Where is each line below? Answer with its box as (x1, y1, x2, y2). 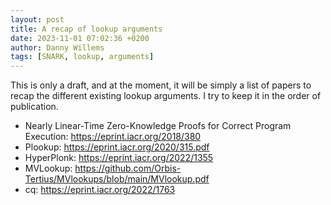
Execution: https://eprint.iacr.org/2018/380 (24, 131, 202, 143)
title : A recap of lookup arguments (10, 24, 163, 34)
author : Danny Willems (10, 42, 105, 53)
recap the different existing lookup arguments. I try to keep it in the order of (10, 90, 322, 102)
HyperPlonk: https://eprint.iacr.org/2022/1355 (24, 152, 214, 164)
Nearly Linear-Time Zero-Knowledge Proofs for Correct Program (24, 120, 292, 132)
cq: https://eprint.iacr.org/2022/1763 (24, 184, 176, 196)
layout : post (10, 14, 65, 25)
